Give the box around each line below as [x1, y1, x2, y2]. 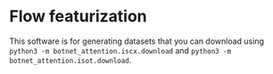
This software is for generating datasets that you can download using [9, 36, 265, 46]
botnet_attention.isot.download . [9, 54, 132, 65]
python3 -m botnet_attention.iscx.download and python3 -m [9, 45, 232, 55]
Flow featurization [9, 6, 147, 27]
